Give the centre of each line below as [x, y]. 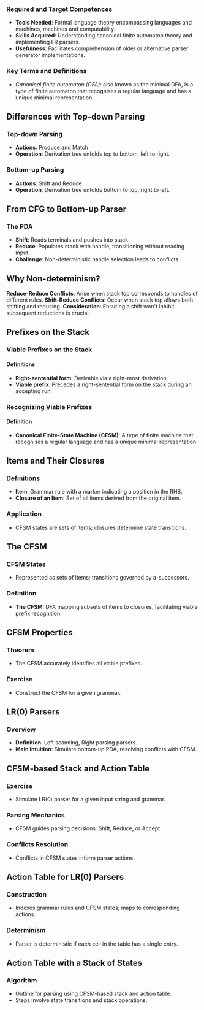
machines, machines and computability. [65, 29]
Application [24, 514]
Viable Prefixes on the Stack [49, 350]
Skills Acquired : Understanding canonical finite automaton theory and [104, 36]
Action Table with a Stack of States [74, 963]
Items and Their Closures [55, 461]
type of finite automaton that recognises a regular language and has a [103, 91]
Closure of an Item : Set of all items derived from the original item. [98, 498]
